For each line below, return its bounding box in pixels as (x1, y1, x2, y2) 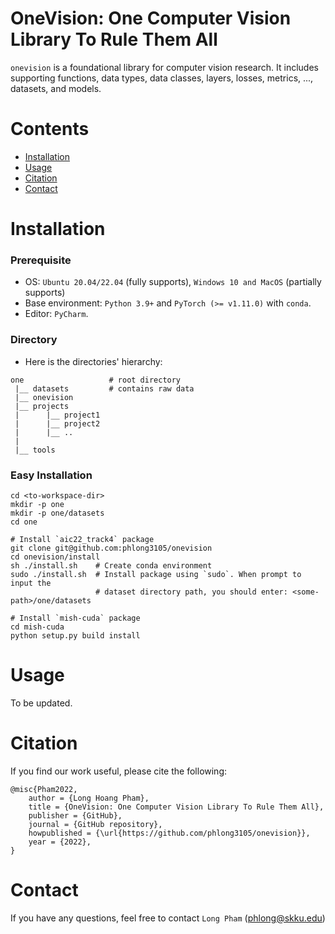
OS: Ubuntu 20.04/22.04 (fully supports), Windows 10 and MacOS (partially (24, 276, 322, 288)
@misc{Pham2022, (10, 784, 78, 794)
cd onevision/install (10, 552, 101, 562)
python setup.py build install (10, 630, 141, 641)
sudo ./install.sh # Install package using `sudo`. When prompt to (10, 569, 302, 579)
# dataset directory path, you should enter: (95, 587, 288, 597)
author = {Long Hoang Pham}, (28, 793, 150, 803)
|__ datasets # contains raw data (14, 383, 195, 394)
